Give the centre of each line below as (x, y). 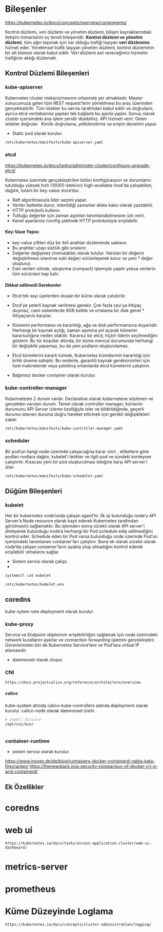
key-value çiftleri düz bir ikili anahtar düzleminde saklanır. (70, 243)
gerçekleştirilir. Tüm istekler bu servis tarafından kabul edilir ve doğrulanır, (79, 108)
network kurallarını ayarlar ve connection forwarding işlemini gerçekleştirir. (80, 640)
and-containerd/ (21, 772)
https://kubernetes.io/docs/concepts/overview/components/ (66, 22)
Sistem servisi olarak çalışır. (40, 561)
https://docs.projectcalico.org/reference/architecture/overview (73, 682)
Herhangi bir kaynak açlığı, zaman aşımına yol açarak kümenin (75, 330)
